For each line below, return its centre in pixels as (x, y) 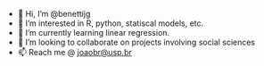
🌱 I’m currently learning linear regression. (94, 33)
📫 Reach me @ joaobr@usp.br (74, 52)
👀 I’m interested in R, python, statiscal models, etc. (111, 23)
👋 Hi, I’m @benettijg (54, 14)
